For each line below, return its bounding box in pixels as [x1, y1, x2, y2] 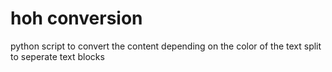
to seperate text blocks [10, 50, 105, 62]
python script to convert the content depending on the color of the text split [10, 40, 322, 52]
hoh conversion [10, 7, 143, 30]
